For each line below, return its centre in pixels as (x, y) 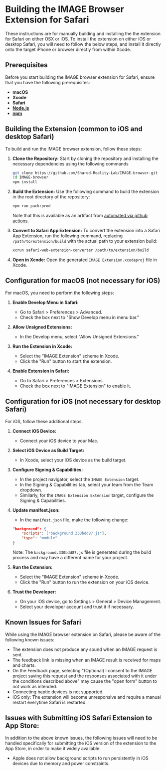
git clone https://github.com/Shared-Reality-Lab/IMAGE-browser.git (85, 173)
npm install (25, 182)
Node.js (21, 108)
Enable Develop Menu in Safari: (45, 302)
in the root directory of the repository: (51, 197)
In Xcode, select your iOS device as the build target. (73, 460)
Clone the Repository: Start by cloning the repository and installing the (85, 158)
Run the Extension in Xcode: (42, 346)
